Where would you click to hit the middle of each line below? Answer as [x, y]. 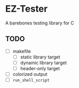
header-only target [40, 68]
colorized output [30, 74]
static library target [40, 57]
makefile [22, 51]
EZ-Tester [27, 9]
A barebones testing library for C [40, 23]
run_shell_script [31, 80]
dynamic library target [44, 63]
